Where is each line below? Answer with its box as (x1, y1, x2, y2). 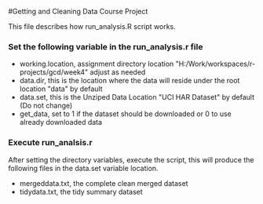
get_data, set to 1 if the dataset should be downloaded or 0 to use (19, 109, 232, 118)
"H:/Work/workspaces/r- (175, 59, 256, 69)
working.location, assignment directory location (19, 59, 174, 69)
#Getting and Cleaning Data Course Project (8, 7, 148, 16)
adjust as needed (89, 67, 146, 77)
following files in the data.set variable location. (8, 163, 159, 173)
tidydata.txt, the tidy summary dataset (19, 187, 143, 196)
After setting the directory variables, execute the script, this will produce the (8, 155, 254, 164)
